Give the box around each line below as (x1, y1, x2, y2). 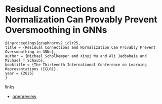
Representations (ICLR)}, (5, 67, 58, 71)
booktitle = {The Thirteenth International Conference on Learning (5, 62, 147, 67)
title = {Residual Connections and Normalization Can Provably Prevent (5, 45, 156, 50)
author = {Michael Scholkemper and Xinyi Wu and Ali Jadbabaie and (5, 53, 147, 59)
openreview (12, 93, 37, 99)
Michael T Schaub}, (5, 58, 45, 63)
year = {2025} (5, 70, 35, 76)
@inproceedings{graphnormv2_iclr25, (5, 40, 81, 45)
